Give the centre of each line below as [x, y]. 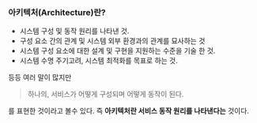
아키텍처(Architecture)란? [57, 12]
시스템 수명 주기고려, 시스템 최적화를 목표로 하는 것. [98, 61]
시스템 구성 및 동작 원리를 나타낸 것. [74, 31]
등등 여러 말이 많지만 [40, 77]
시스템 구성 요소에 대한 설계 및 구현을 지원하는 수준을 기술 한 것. [117, 51]
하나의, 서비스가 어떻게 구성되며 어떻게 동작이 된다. [106, 94]
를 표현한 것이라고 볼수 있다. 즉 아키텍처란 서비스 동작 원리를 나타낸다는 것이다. [128, 111]
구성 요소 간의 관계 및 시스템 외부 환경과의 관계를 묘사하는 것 [112, 41]
